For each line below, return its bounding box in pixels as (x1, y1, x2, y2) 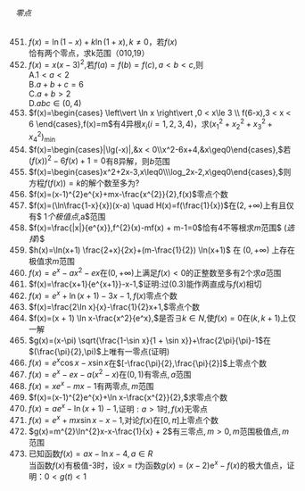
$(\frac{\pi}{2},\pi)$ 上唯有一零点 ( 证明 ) (28, 345, 170, 356)
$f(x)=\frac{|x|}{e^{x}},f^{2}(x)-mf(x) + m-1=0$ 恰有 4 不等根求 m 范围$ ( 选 (28, 222, 295, 233)
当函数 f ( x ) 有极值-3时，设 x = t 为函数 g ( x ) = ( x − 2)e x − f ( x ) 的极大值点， (28, 459, 287, 470)
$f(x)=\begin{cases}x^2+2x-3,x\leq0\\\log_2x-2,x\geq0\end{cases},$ (28, 167, 284, 178)
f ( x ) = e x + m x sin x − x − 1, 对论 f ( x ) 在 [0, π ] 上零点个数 (28, 413, 218, 426)
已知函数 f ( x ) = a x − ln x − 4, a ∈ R (28, 448, 153, 459)
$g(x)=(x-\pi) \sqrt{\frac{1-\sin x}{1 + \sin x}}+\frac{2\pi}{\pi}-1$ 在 (28, 335, 271, 345)
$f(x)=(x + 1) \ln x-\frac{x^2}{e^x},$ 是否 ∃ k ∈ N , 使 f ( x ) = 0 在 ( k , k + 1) (28, 312, 281, 323)
